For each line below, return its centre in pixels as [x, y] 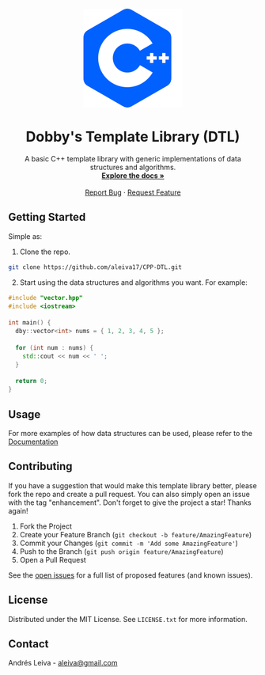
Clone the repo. [45, 252]
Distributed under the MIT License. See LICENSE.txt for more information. [128, 619]
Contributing [40, 466]
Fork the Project [46, 526]
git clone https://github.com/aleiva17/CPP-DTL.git [95, 267]
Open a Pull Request [53, 559]
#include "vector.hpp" [45, 298]
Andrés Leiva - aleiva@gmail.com [63, 663]
